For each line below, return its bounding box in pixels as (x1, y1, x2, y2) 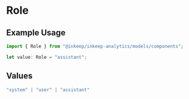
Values (6, 71, 33, 81)
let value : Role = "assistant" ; (6, 54, 87, 60)
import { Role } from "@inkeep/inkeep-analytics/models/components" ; (6, 43, 184, 49)
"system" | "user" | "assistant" (6, 86, 90, 93)
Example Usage (6, 28, 66, 38)
